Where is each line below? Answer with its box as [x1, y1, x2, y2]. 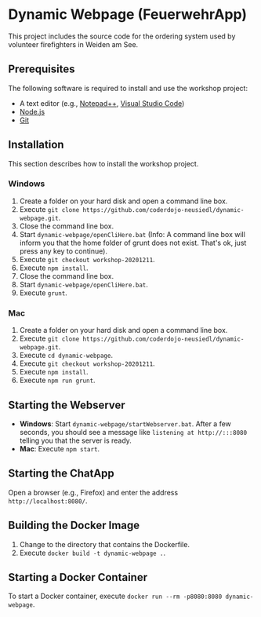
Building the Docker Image [8, 519, 140, 532]
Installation [8, 138, 64, 152]
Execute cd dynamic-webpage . [19, 351, 114, 360]
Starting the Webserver [8, 398, 125, 411]
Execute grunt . [19, 288, 68, 298]
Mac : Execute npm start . [19, 444, 100, 453]
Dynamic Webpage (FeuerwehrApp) [8, 5, 248, 24]
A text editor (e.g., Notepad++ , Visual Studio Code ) [19, 98, 185, 108]
